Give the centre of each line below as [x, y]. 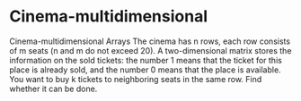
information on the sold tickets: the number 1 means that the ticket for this [146, 60]
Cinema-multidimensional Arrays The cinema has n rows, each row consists [150, 41]
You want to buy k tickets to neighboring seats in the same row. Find [136, 79]
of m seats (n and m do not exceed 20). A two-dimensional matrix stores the [150, 50]
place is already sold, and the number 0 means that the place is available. [145, 70]
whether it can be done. [53, 88]
